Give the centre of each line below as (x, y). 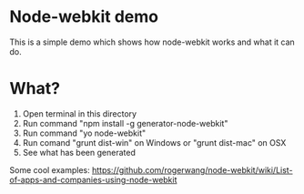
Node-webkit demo (84, 17)
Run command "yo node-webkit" (84, 133)
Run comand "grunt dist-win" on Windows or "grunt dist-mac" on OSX (154, 142)
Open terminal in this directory (80, 113)
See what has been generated (79, 152)
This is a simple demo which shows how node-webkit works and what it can (152, 42)
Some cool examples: (50, 169)
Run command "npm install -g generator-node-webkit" (125, 123)
